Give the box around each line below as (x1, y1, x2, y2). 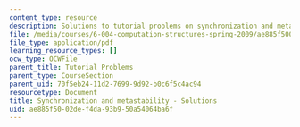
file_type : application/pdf (9, 38, 114, 47)
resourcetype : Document (9, 88, 98, 97)
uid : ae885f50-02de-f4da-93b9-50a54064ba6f (9, 105, 174, 114)
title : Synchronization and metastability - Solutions (9, 96, 218, 106)
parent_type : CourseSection (9, 72, 114, 80)
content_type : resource (9, 13, 98, 22)
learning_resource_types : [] (9, 47, 118, 55)
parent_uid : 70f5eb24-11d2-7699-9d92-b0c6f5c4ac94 (9, 80, 202, 89)
